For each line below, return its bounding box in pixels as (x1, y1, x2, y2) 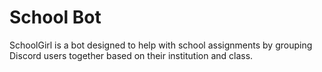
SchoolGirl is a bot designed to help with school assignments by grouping (9, 39, 313, 51)
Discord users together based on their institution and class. (9, 49, 254, 61)
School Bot (9, 6, 102, 29)
